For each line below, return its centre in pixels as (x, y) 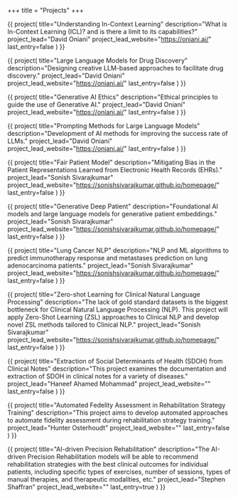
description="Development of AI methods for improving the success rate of (118, 133)
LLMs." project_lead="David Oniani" (60, 141)
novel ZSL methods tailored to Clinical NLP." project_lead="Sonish (104, 324)
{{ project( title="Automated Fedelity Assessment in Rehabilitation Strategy (117, 405)
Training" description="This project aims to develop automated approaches (118, 413)
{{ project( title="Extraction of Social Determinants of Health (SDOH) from (115, 361)
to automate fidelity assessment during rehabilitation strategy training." (111, 420)
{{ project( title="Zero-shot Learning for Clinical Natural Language (104, 294)
